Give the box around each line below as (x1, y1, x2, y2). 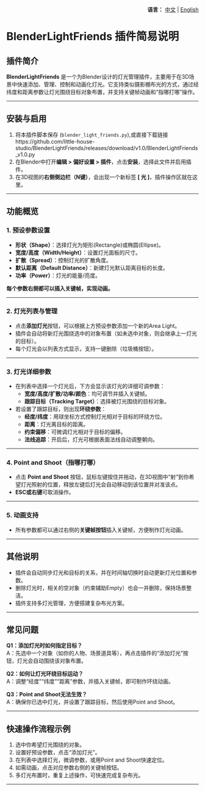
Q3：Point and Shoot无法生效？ (6, 691, 87, 698)
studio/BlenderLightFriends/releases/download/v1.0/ (15, 144, 148, 151)
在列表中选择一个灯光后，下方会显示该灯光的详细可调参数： (15, 383, 165, 390)
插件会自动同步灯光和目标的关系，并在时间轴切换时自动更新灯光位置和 (15, 569, 192, 576)
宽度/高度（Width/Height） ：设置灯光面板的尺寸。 (15, 248, 142, 256)
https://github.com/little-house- (15, 137, 95, 145)
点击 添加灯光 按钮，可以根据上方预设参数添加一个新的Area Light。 (15, 322, 181, 329)
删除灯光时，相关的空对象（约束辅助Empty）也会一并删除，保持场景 (15, 584, 187, 591)
